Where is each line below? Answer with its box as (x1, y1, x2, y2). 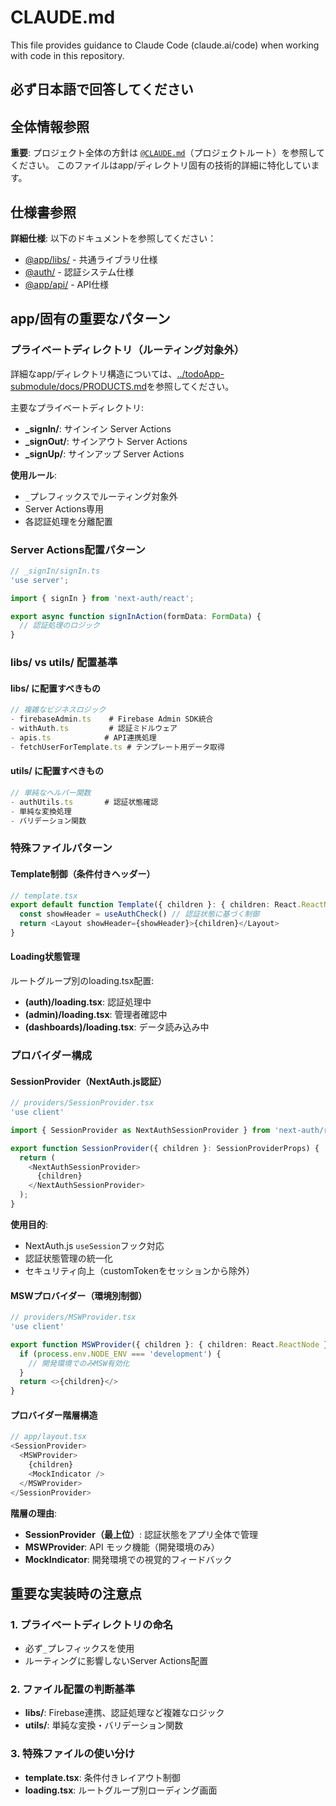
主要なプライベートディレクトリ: (10, 401, 145, 413)
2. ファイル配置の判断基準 (10, 1682, 136, 1696)
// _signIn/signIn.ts (10, 566, 101, 576)
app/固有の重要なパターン (10, 311, 171, 328)
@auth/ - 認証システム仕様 (24, 266, 135, 278)
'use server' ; (10, 575, 70, 585)
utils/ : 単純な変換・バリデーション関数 (24, 1719, 184, 1731)
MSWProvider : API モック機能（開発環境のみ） (24, 1541, 220, 1553)
